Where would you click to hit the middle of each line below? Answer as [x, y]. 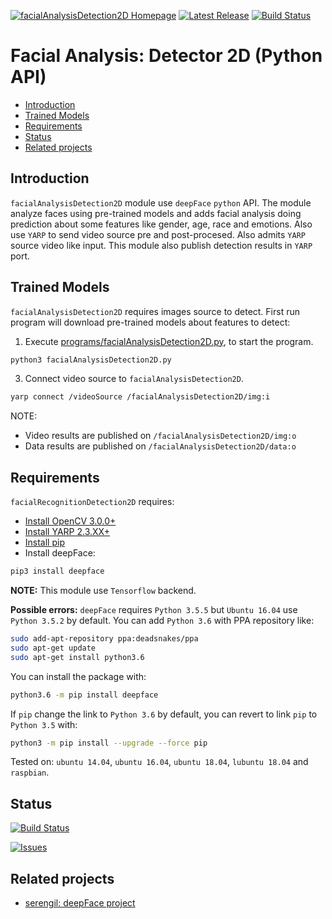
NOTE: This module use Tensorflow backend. [103, 590]
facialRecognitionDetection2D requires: [92, 502]
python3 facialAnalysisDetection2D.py [91, 360]
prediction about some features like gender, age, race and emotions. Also [161, 224]
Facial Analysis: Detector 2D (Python [166, 56]
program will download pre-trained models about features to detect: [150, 322]
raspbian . [30, 772]
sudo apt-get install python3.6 [77, 657]
